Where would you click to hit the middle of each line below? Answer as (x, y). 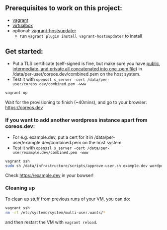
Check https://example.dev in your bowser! (49, 175)
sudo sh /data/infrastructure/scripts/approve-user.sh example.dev (77, 166)
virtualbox (23, 25)
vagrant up (16, 93)
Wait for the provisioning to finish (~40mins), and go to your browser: (76, 102)
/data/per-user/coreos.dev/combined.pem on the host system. (76, 74)
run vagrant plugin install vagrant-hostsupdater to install (81, 36)
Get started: (24, 52)
